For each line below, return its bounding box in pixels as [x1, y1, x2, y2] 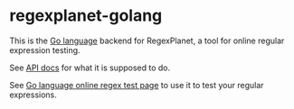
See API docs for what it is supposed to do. [9, 62, 171, 73]
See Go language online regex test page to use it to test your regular [9, 79, 264, 90]
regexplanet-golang [9, 5, 163, 26]
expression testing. [9, 44, 81, 55]
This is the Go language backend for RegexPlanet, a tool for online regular [9, 35, 285, 46]
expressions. [9, 89, 57, 100]
